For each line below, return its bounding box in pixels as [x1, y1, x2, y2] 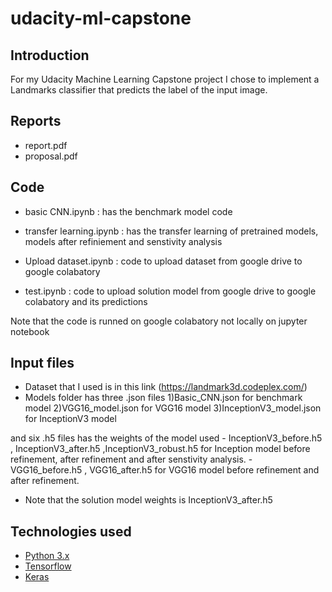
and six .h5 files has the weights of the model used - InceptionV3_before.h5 [10, 432, 323, 444]
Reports [10, 113, 62, 130]
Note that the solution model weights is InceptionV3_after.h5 [24, 494, 273, 506]
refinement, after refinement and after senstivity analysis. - [10, 453, 253, 466]
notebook [10, 325, 50, 337]
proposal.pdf [24, 150, 78, 162]
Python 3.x [24, 550, 70, 562]
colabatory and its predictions [24, 295, 148, 307]
